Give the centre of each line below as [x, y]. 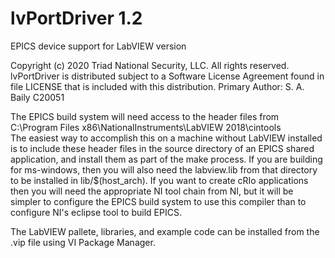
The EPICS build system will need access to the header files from [145, 116]
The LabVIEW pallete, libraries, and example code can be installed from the [165, 231]
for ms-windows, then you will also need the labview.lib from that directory [164, 169]
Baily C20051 [37, 97]
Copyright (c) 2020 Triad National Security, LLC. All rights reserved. [150, 65]
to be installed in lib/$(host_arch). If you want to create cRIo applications [159, 180]
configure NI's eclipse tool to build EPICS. [96, 212]
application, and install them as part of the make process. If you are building [166, 159]
